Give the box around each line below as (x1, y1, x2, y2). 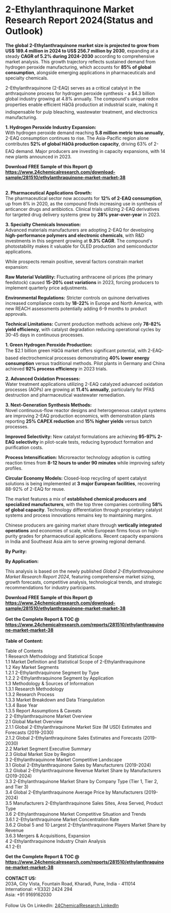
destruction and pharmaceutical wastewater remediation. (5, 392, 126, 398)
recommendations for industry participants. (5, 584, 97, 591)
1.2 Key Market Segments (5, 664, 59, 670)
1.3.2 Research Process (5, 691, 55, 697)
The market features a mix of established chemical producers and (5, 495, 146, 502)
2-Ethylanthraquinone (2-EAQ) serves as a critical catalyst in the (5, 84, 141, 91)
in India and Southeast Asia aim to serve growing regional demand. (5, 538, 146, 545)
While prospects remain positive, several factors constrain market (5, 258, 144, 265)
